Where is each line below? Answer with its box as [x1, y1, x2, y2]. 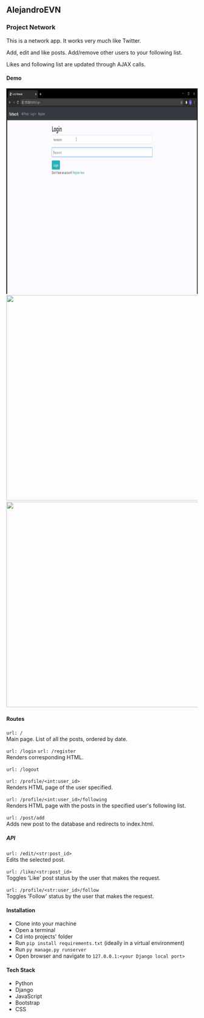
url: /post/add [6, 815, 45, 821]
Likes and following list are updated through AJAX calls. [6, 60, 146, 68]
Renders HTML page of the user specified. [6, 784, 114, 791]
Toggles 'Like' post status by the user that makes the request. [6, 874, 161, 882]
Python [15, 980, 33, 987]
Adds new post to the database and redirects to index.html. [6, 820, 155, 827]
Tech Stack [6, 966, 35, 974]
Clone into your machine [15, 920, 77, 927]
